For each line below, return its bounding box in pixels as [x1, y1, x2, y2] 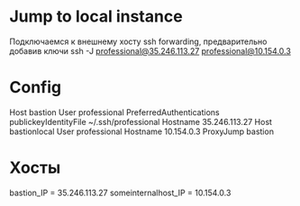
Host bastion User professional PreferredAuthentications [9, 106, 220, 118]
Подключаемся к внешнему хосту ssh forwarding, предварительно [9, 36, 268, 47]
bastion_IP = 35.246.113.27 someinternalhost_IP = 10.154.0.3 [9, 187, 232, 198]
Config [9, 77, 61, 98]
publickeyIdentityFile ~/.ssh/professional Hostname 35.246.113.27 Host [9, 116, 273, 127]
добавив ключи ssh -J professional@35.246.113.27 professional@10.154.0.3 [9, 45, 291, 56]
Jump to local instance [9, 6, 183, 27]
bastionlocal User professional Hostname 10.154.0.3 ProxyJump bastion [9, 126, 275, 137]
